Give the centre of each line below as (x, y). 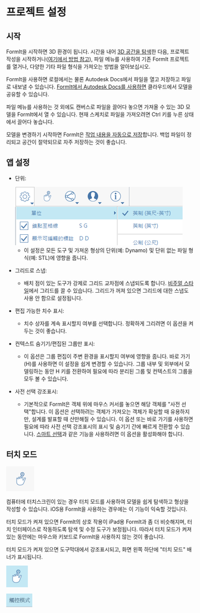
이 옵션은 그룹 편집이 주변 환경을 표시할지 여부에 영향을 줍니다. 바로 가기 (107, 356)
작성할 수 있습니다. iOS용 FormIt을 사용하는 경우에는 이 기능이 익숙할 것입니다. (97, 509)
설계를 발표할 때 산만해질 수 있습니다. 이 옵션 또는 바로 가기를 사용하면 (112, 419)
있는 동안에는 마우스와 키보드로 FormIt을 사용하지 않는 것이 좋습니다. (85, 537)
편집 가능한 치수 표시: (39, 311)
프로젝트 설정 (36, 12)
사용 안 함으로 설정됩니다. (53, 298)
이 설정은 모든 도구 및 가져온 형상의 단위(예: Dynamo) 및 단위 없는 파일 (105, 250)
